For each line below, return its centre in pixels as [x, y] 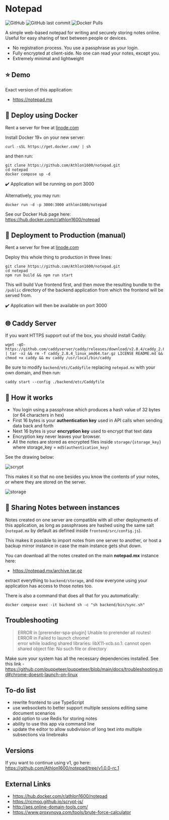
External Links [28, 784]
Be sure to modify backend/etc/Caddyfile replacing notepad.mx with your [80, 367]
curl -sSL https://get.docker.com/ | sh [48, 147]
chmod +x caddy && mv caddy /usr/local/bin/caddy [58, 358]
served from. [19, 296]
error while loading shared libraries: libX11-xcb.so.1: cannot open [84, 643]
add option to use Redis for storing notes [55, 718]
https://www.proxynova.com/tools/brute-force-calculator [72, 812]
